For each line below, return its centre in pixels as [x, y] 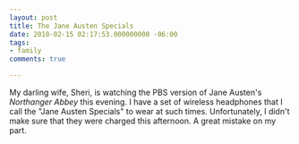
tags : [19, 42]
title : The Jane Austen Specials [72, 26]
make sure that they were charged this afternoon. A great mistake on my [143, 121]
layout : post [34, 17]
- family [26, 51]
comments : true [38, 59]
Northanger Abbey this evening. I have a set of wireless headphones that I [146, 102]
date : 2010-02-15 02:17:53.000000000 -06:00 [94, 34]
